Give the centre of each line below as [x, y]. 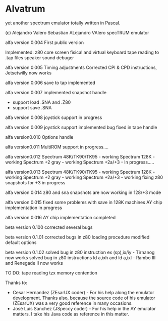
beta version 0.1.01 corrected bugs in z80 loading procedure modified [77, 237]
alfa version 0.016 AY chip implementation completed [61, 217]
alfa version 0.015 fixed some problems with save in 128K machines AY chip [84, 202]
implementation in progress [34, 208]
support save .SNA [32, 107]
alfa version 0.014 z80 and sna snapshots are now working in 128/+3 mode [83, 192]
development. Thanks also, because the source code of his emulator [84, 298]
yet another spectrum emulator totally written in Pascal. [63, 23]
